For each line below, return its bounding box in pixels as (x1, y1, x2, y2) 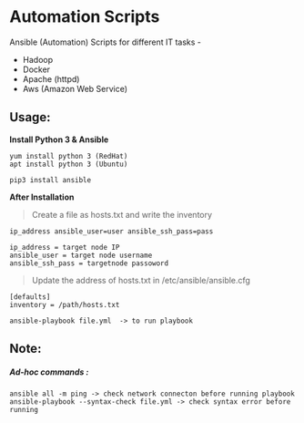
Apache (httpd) (22, 73, 80, 84)
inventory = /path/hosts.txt (9, 300, 120, 309)
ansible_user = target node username (9, 251, 153, 260)
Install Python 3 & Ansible (9, 134, 109, 145)
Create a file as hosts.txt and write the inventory (31, 209, 212, 220)
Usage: (9, 109, 52, 125)
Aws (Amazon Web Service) (22, 83, 128, 94)
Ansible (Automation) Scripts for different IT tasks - (9, 36, 202, 47)
